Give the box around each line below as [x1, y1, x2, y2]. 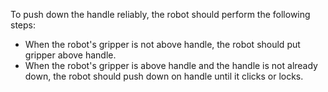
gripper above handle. [24, 49, 117, 61]
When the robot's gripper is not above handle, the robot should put [24, 39, 301, 50]
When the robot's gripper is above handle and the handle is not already [24, 60, 318, 71]
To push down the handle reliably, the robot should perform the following [10, 9, 311, 20]
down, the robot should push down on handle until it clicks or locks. [24, 70, 304, 82]
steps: [10, 19, 36, 31]
